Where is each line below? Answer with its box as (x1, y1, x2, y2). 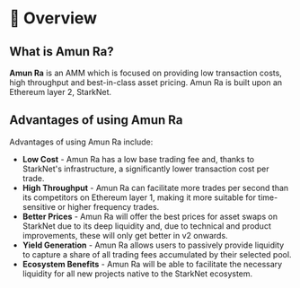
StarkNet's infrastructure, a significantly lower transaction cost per (22, 163, 269, 174)
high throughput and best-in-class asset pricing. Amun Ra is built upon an (9, 77, 283, 88)
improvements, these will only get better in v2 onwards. (22, 230, 228, 240)
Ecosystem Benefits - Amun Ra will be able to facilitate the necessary (22, 258, 283, 269)
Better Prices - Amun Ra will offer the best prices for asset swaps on (22, 211, 278, 222)
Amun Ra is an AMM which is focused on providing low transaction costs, (9, 67, 283, 78)
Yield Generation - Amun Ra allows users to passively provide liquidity (22, 240, 285, 250)
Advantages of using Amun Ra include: (9, 136, 154, 147)
